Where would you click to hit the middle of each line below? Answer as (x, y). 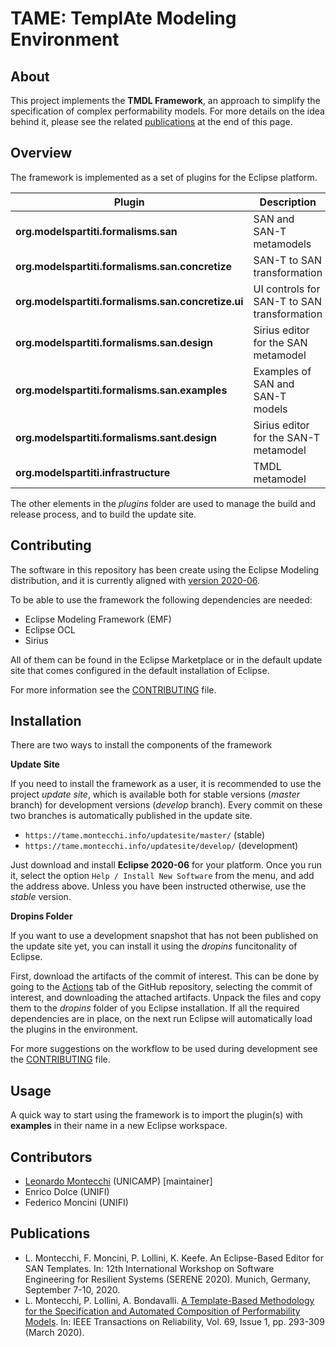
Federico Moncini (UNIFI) (76, 1203)
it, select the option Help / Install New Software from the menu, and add (162, 876)
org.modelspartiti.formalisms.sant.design (116, 437)
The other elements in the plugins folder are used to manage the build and (163, 503)
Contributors (51, 1157)
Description (288, 202)
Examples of (282, 371)
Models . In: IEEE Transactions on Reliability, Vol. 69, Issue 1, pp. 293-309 (174, 1321)
